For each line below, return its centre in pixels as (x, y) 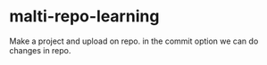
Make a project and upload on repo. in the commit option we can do (134, 41)
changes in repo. (40, 50)
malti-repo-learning (84, 16)
